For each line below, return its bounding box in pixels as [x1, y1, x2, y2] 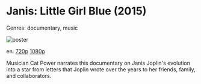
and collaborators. [6, 72, 52, 79]
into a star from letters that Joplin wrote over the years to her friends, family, [6, 65, 196, 73]
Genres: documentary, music [6, 24, 78, 31]
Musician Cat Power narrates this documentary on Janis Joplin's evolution [6, 59, 191, 66]
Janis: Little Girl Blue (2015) [6, 4, 147, 18]
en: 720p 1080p [6, 47, 45, 55]
